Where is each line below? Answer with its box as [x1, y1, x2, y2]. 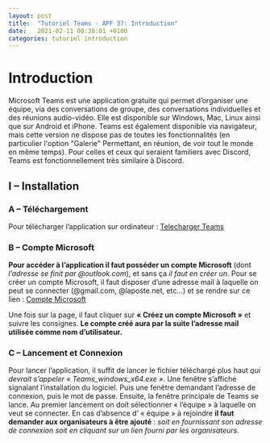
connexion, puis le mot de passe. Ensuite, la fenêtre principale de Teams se [8, 391, 260, 401]
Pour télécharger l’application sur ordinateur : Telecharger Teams [8, 221, 224, 231]
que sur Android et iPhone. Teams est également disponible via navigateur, [8, 122, 257, 132]
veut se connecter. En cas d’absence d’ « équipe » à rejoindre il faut [8, 408, 235, 418]
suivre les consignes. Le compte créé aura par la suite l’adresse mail [8, 319, 239, 328]
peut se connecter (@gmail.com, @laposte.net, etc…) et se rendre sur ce [8, 286, 251, 295]
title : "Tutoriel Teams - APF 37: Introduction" [8, 19, 179, 27]
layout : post [8, 11, 52, 20]
